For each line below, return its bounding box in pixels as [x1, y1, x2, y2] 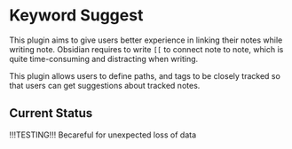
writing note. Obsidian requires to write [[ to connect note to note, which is [9, 43, 284, 54]
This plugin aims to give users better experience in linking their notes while [9, 35, 283, 45]
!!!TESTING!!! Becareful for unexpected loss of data [9, 129, 197, 140]
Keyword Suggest [9, 5, 144, 26]
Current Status [9, 106, 93, 121]
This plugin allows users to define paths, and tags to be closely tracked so [9, 70, 281, 81]
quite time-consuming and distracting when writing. [9, 53, 199, 64]
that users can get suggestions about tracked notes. [9, 80, 201, 90]
